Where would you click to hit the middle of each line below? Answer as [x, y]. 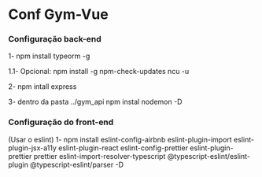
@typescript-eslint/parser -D [77, 164]
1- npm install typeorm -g [49, 56]
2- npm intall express [42, 87]
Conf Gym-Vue [58, 15]
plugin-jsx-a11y [33, 148]
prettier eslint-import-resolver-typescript [100, 156]
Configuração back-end [55, 39]
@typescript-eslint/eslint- [208, 156]
